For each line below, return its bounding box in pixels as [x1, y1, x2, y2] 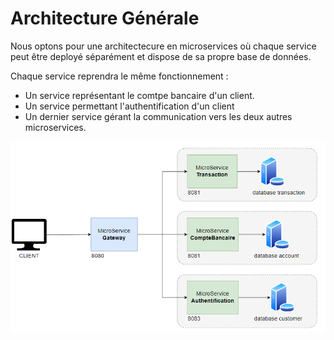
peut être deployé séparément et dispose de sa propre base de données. [10, 50, 312, 62]
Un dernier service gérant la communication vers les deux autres [24, 110, 293, 122]
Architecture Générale [10, 7, 200, 30]
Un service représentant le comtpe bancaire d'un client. [24, 89, 255, 101]
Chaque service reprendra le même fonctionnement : [10, 70, 229, 82]
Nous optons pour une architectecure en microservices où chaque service [10, 40, 317, 52]
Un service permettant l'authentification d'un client [24, 100, 235, 112]
